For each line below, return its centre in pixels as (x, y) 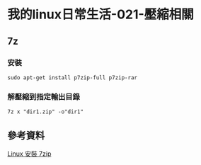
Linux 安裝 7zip (29, 154)
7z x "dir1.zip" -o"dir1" (45, 112)
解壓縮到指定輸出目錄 (44, 96)
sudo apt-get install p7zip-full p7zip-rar (73, 78)
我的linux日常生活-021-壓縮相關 (101, 15)
